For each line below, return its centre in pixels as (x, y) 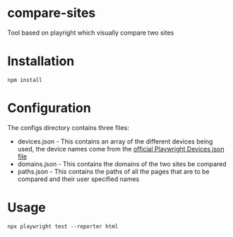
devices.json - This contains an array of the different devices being (115, 141)
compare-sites (52, 13)
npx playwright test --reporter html (63, 226)
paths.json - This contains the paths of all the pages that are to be (113, 171)
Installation (41, 61)
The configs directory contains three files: (68, 127)
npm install (25, 80)
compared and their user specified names (78, 179)
